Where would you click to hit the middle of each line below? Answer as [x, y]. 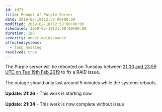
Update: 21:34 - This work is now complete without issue [65, 104]
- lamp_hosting [26, 47]
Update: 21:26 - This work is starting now [49, 93]
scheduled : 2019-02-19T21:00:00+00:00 [46, 29]
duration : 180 [20, 33]
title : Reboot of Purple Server [39, 15]
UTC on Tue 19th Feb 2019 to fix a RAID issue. [53, 72]
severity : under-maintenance [36, 38]
